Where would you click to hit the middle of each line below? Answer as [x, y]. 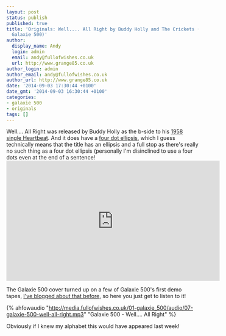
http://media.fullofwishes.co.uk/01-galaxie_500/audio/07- [121, 308]
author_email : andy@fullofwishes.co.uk [57, 75]
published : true [27, 23]
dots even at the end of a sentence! [51, 158]
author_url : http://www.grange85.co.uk [57, 80]
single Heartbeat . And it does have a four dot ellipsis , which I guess [91, 138]
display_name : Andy [37, 46]
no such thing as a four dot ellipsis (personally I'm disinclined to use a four [100, 151]
